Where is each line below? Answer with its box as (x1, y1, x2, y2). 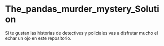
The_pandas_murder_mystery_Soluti (5, 3, 160, 15)
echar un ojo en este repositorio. (5, 35, 72, 41)
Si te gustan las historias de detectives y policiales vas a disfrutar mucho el (5, 30, 158, 36)
